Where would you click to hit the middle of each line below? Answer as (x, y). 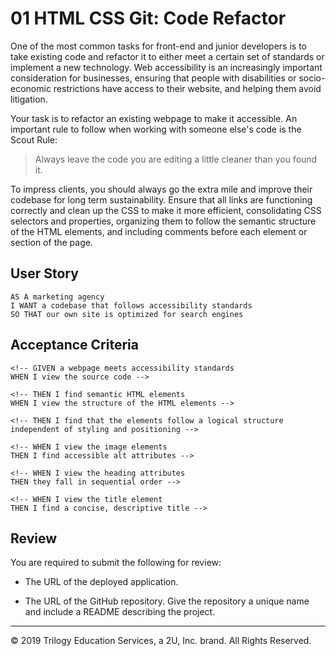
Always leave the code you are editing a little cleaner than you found (176, 159)
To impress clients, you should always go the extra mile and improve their (161, 189)
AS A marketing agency (57, 297)
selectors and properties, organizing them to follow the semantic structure (163, 221)
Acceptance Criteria (74, 345)
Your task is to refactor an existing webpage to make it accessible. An (154, 118)
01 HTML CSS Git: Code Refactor (148, 18)
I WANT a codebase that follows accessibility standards (131, 305)
